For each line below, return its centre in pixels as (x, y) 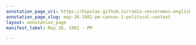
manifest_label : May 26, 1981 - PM (49, 28)
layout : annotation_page (36, 22)
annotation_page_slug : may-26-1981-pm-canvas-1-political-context (88, 17)
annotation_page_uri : (32, 11)
